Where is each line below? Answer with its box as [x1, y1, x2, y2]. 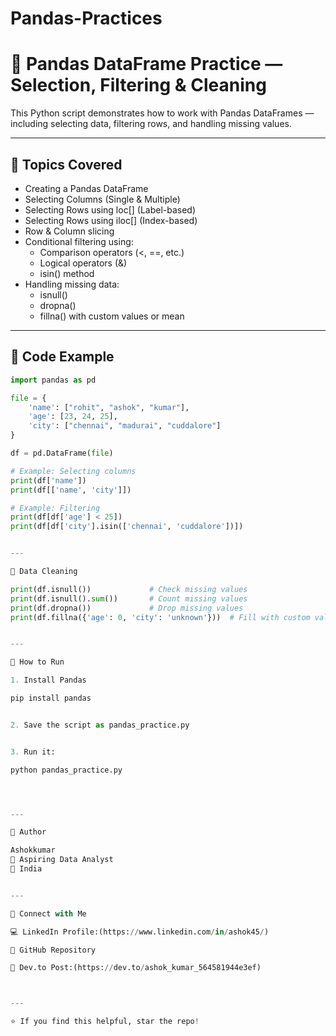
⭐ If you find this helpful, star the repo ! [10, 1017, 200, 1027]
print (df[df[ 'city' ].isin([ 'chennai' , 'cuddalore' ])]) [10, 522, 244, 532]
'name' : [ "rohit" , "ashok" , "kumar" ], [28, 402, 190, 412]
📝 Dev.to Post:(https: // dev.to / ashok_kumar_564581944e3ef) [10, 963, 262, 973]
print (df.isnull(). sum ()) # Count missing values [10, 593, 248, 604]
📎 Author [10, 827, 47, 837]
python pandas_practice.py [10, 765, 123, 775]
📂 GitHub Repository [10, 945, 97, 955]
